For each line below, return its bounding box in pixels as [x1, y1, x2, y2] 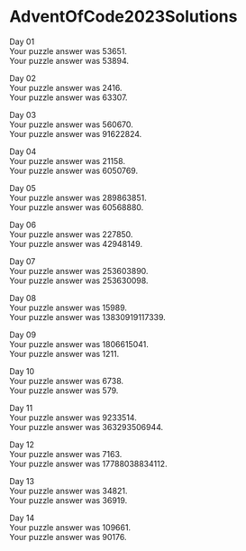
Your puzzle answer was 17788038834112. [9, 458, 168, 469]
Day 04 [9, 146, 37, 157]
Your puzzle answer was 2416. [9, 82, 123, 93]
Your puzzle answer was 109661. [9, 521, 132, 533]
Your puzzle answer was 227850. [9, 228, 133, 240]
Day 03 [9, 109, 37, 120]
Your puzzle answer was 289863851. [9, 192, 147, 203]
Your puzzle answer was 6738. [9, 375, 124, 386]
